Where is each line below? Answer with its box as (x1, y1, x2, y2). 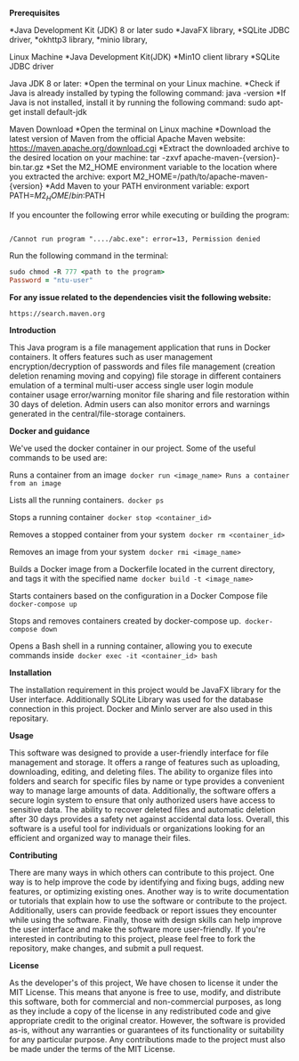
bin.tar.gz (9, 162, 44, 172)
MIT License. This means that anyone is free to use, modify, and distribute (9, 986, 281, 997)
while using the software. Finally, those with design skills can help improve (9, 914, 283, 925)
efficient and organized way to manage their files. (9, 832, 191, 843)
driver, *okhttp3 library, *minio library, (9, 35, 149, 45)
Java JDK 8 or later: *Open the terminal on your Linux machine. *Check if (9, 78, 280, 88)
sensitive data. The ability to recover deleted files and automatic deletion (9, 804, 276, 814)
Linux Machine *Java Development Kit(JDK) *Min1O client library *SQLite (9, 52, 280, 61)
